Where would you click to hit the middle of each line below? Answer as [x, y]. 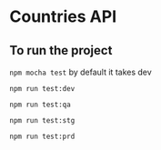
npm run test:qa [40, 105]
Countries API [63, 17]
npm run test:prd [42, 136]
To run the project [61, 50]
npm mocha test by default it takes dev [80, 72]
